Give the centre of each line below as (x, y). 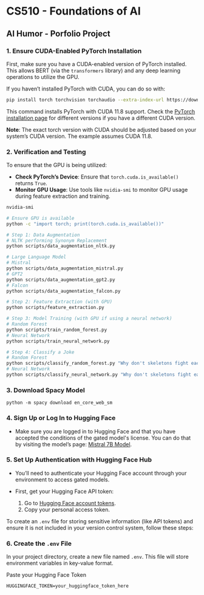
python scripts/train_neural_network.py (58, 341)
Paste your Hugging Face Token (46, 575)
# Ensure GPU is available (40, 218)
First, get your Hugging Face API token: (64, 491)
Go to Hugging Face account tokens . (70, 503)
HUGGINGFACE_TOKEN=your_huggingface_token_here (68, 586)
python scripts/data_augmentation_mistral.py (65, 268)
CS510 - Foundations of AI (73, 11)
